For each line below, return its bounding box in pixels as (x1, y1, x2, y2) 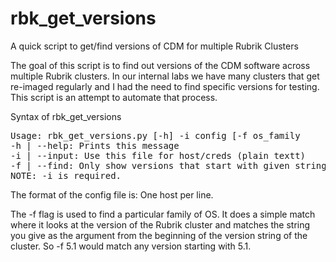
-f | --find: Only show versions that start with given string (10, 160, 327, 171)
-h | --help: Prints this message (10, 140, 180, 151)
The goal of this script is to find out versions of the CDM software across (10, 59, 311, 71)
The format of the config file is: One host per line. (10, 188, 214, 201)
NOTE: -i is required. (10, 170, 122, 181)
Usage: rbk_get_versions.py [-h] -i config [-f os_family (10, 130, 301, 141)
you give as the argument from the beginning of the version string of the (10, 229, 308, 241)
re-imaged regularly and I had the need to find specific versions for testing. (10, 80, 320, 92)
